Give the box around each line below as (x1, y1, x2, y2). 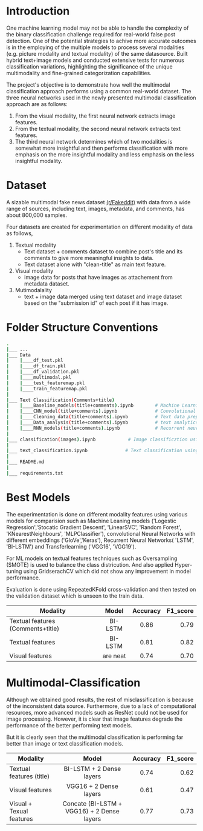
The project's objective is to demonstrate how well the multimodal (6, 81, 170, 88)
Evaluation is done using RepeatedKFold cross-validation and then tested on (6, 586, 196, 593)
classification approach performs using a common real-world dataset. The (6, 87, 192, 95)
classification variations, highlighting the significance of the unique (6, 62, 173, 70)
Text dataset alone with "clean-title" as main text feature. (24, 261, 166, 268)
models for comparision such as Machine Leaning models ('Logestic (6, 517, 176, 524)
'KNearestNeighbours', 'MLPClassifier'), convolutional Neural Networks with (6, 530, 196, 537)
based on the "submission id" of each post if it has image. (24, 299, 169, 307)
